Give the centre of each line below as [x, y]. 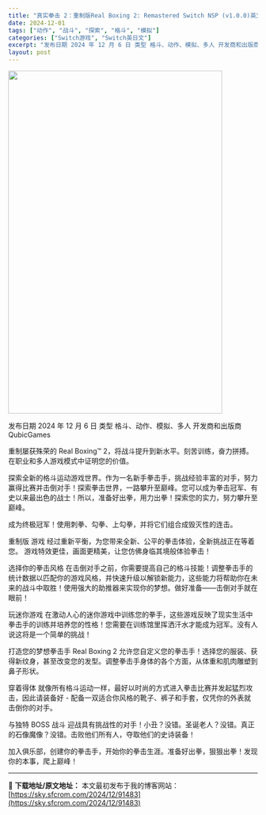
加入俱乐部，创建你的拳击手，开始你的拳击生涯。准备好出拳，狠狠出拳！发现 [133, 751]
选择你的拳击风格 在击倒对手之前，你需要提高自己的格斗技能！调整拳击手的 [131, 568]
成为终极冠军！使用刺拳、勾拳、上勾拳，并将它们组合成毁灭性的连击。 [123, 524]
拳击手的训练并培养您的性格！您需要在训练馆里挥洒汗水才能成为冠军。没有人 [133, 624]
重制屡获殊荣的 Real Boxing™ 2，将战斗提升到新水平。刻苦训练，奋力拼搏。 [131, 451]
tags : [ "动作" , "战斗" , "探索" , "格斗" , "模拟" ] [84, 30]
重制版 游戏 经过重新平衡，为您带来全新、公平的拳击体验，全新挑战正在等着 [131, 541]
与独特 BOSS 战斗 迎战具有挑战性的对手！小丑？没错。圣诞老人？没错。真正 [131, 725]
